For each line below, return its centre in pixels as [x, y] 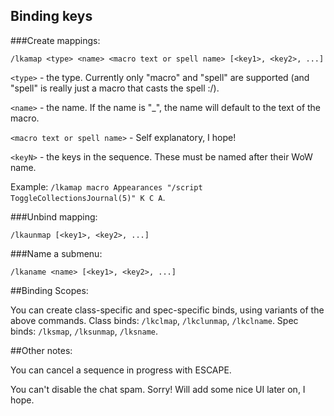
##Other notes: [41, 350]
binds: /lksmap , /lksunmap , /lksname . [84, 331]
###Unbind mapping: [54, 216]
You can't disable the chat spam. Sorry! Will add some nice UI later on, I [158, 389]
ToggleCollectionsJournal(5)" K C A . [88, 197]
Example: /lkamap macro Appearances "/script [106, 186]
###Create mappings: [55, 40]
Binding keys [51, 16]
